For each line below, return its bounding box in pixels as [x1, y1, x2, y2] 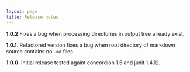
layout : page [6, 8, 38, 15]
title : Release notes [6, 14, 59, 20]
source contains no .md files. [6, 47, 75, 54]
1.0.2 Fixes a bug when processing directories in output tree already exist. [6, 30, 185, 37]
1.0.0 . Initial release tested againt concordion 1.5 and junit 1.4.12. [6, 59, 161, 66]
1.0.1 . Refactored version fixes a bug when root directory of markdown [6, 42, 175, 49]
